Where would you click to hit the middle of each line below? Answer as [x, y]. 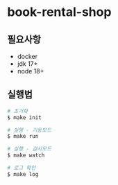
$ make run [23, 136]
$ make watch [26, 156]
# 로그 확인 [22, 168]
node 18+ [31, 71]
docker [27, 56]
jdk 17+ [27, 64]
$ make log [23, 174]
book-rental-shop [59, 12]
